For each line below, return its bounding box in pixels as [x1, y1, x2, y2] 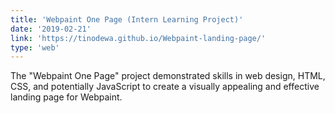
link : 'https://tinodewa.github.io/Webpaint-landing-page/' [10, 33, 267, 43]
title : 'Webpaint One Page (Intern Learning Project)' [10, 14, 244, 25]
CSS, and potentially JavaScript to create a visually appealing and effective [10, 81, 320, 93]
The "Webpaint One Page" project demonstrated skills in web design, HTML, [10, 70, 326, 82]
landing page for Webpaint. [10, 91, 123, 103]
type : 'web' [10, 42, 60, 53]
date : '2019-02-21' [10, 24, 92, 34]
